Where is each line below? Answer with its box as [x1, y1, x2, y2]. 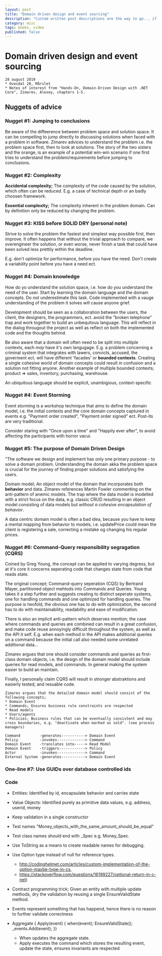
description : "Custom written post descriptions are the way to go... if [5, 16, 157, 21]
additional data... [5, 642, 39, 648]
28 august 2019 [5, 77, 36, 82]
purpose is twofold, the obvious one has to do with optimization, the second [5, 602, 157, 607]
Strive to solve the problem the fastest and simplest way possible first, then [5, 231, 155, 237]
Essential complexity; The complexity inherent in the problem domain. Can [5, 202, 155, 208]
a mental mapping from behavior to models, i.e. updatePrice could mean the [5, 521, 157, 528]
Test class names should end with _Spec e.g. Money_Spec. [12, 832, 130, 839]
